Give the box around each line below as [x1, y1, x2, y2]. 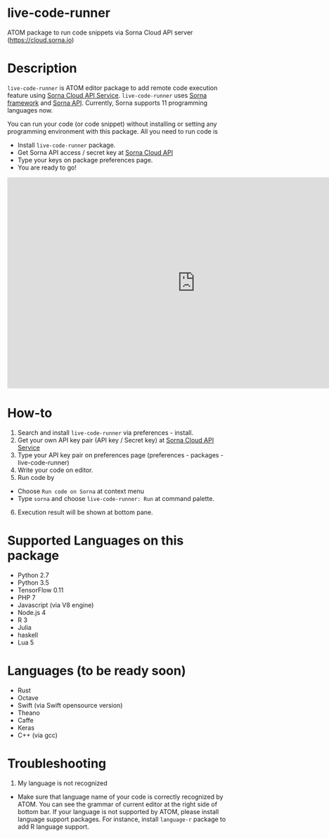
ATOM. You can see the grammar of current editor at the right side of [17, 800, 218, 808]
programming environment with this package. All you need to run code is [7, 127, 218, 135]
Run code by [17, 473, 55, 481]
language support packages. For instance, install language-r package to [17, 815, 226, 823]
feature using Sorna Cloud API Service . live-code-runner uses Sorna [7, 91, 207, 99]
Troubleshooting [7, 755, 107, 771]
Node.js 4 [17, 608, 46, 616]
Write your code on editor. [17, 466, 93, 474]
